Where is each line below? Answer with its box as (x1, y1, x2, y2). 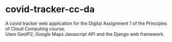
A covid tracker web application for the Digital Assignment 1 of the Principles (5, 20, 167, 26)
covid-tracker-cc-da (5, 4, 95, 15)
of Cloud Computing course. (5, 25, 66, 31)
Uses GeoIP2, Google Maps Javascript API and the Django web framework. (5, 31, 165, 37)
